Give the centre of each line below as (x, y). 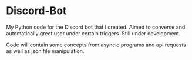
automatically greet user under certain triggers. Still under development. (93, 33)
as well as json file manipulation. (45, 51)
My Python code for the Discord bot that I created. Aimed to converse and (96, 27)
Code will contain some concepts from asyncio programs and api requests (96, 45)
